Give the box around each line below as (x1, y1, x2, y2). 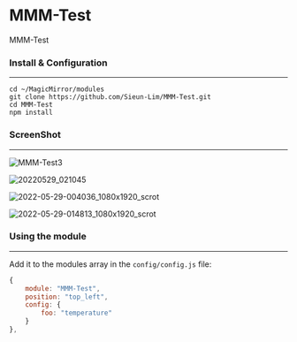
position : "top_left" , (25, 293, 109, 301)
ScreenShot (9, 129, 62, 141)
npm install (9, 108, 53, 118)
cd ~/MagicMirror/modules (9, 85, 104, 94)
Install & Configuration (9, 57, 108, 69)
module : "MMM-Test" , (25, 284, 101, 293)
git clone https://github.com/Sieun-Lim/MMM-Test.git (9, 93, 212, 102)
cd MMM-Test (9, 101, 53, 110)
